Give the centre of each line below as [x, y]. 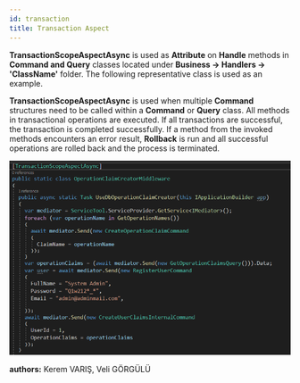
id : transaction [39, 19]
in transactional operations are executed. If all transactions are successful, [146, 120]
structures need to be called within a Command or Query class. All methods [150, 110]
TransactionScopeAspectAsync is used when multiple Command [132, 100]
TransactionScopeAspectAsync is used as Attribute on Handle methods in [149, 54]
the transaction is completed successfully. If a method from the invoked [141, 129]
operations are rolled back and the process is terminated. [115, 148]
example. [26, 83]
